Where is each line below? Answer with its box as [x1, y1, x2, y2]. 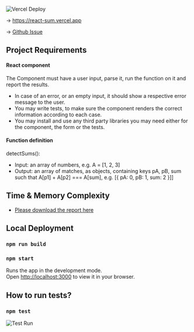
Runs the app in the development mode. [6, 267, 102, 274]
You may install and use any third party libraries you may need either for [14, 117, 188, 124]
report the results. [6, 81, 50, 88]
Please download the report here [14, 206, 94, 214]
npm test [6, 308, 31, 314]
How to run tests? [6, 290, 72, 300]
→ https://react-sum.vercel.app [6, 17, 82, 23]
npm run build [6, 240, 46, 248]
